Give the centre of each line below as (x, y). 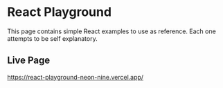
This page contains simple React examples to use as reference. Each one (111, 31)
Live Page (29, 61)
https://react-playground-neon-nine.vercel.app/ (75, 77)
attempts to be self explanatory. (53, 38)
